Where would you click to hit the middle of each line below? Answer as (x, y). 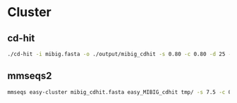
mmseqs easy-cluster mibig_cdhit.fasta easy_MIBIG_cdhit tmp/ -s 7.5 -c (116, 92)
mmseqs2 (30, 76)
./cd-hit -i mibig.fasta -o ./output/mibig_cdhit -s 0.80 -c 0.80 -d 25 (116, 54)
